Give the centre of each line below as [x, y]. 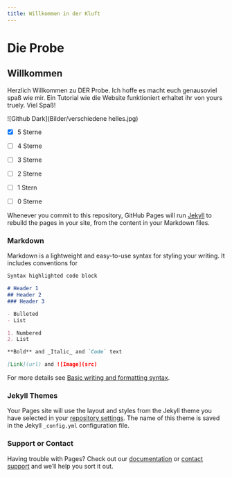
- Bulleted [23, 314]
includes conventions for [43, 263]
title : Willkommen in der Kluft [54, 14]
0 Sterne [30, 201]
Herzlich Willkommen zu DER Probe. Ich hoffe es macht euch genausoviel [112, 90]
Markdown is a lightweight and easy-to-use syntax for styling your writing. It [116, 256]
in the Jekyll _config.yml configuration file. [68, 426]
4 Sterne [30, 146]
